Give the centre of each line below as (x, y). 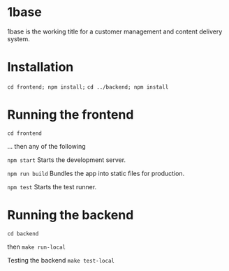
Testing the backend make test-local (61, 260)
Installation (40, 67)
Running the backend (71, 215)
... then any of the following (46, 146)
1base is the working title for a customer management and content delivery (115, 31)
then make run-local (37, 247)
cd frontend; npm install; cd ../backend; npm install (88, 87)
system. (19, 38)
